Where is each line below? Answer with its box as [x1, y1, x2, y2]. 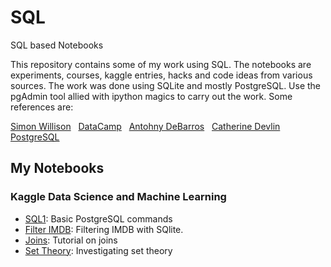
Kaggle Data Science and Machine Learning [10, 190, 227, 204]
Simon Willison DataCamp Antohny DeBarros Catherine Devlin [10, 120, 281, 132]
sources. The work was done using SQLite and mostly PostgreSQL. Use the [10, 79, 322, 91]
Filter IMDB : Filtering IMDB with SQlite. [24, 223, 184, 235]
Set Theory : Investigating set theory [24, 244, 173, 256]
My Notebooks [10, 160, 105, 177]
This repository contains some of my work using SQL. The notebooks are [10, 58, 312, 70]
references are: [10, 101, 74, 113]
